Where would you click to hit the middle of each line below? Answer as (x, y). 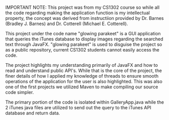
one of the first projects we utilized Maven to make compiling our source (82, 87)
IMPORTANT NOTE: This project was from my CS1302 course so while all (82, 7)
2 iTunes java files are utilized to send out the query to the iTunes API (78, 107)
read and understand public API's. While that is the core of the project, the (84, 70)
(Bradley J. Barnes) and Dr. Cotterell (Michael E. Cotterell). (67, 23)
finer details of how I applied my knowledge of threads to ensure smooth (82, 76)
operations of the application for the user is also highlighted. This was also (84, 81)
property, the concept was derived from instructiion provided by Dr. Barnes (84, 18)
